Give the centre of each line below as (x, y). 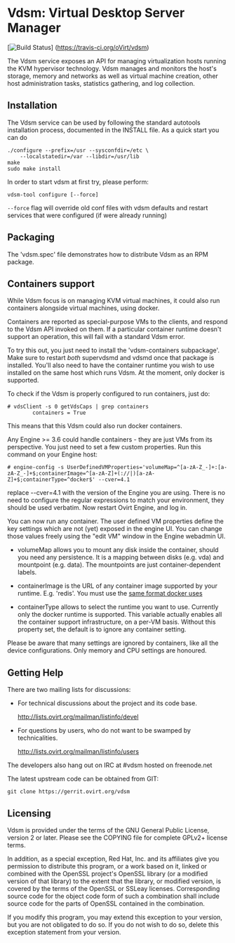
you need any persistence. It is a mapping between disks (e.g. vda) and (121, 558)
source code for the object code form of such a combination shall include (113, 896)
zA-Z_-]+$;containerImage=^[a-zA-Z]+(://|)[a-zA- (81, 474)
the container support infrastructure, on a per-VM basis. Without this (116, 622)
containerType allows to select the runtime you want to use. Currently (118, 607)
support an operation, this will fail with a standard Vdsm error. (96, 337)
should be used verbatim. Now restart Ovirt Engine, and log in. (98, 508)
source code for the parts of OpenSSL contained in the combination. (106, 904)
